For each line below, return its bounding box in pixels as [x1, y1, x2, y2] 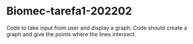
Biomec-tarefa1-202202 [6, 4, 132, 18]
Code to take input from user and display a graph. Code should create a [6, 24, 187, 31]
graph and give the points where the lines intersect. [6, 30, 137, 37]
